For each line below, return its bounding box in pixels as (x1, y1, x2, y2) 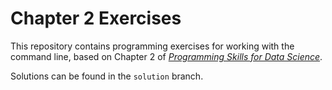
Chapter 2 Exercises (10, 7, 182, 30)
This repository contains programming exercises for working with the (10, 40, 295, 52)
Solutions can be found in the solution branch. (10, 70, 204, 82)
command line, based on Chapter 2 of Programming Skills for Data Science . (10, 50, 323, 62)
